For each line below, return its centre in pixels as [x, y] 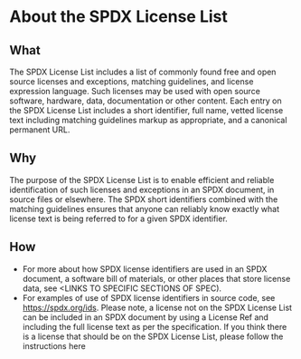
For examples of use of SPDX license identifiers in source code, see [149, 297]
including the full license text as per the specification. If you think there [155, 326]
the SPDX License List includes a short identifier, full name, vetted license [146, 110]
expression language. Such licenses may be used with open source [135, 91]
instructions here [54, 345]
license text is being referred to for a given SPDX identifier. [118, 218]
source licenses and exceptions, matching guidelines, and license [132, 82]
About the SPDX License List [118, 17]
